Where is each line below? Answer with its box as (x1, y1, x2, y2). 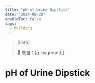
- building (9, 26, 32, 31)
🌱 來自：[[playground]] (17, 50, 65, 56)
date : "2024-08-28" (5, 12, 46, 17)
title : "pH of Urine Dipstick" (5, 7, 70, 12)
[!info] (17, 39, 30, 45)
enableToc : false (5, 16, 41, 21)
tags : (5, 21, 16, 26)
